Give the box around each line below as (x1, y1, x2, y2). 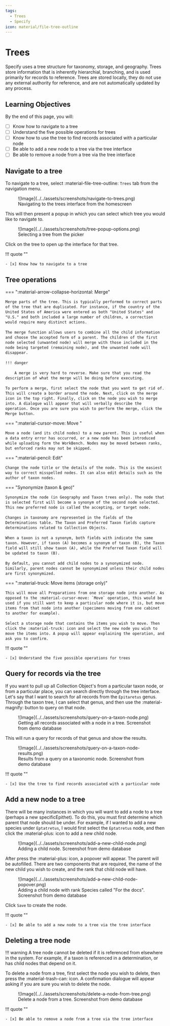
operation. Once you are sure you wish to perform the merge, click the (5, 406, 162, 411)
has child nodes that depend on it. (5, 960, 77, 967)
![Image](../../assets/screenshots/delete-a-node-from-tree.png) (18, 991, 151, 997)
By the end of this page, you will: (5, 113, 74, 119)
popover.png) (18, 881, 47, 887)
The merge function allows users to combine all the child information (5, 329, 160, 335)
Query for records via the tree (5, 669, 101, 678)
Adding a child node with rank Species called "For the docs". (18, 887, 145, 893)
